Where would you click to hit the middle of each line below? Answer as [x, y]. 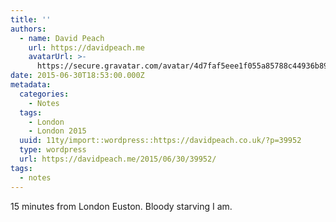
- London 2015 [57, 131]
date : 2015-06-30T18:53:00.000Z [77, 76]
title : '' [31, 19]
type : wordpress [53, 150]
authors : [28, 29]
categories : [44, 94]
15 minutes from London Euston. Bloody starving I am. [121, 206]
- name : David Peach [62, 38]
